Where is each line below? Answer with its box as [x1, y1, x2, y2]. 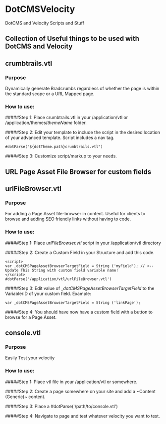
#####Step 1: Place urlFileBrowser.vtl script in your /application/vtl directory [5, 240, 161, 246]
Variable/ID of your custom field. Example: [5, 290, 92, 296]
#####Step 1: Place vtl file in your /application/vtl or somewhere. [5, 379, 138, 385]
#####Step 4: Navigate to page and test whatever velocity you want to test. [5, 413, 160, 419]
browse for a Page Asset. [5, 314, 57, 320]
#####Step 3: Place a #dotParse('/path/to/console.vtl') [5, 403, 118, 409]
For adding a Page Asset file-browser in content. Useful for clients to [5, 211, 146, 217]
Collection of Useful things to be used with [5, 34, 140, 43]
